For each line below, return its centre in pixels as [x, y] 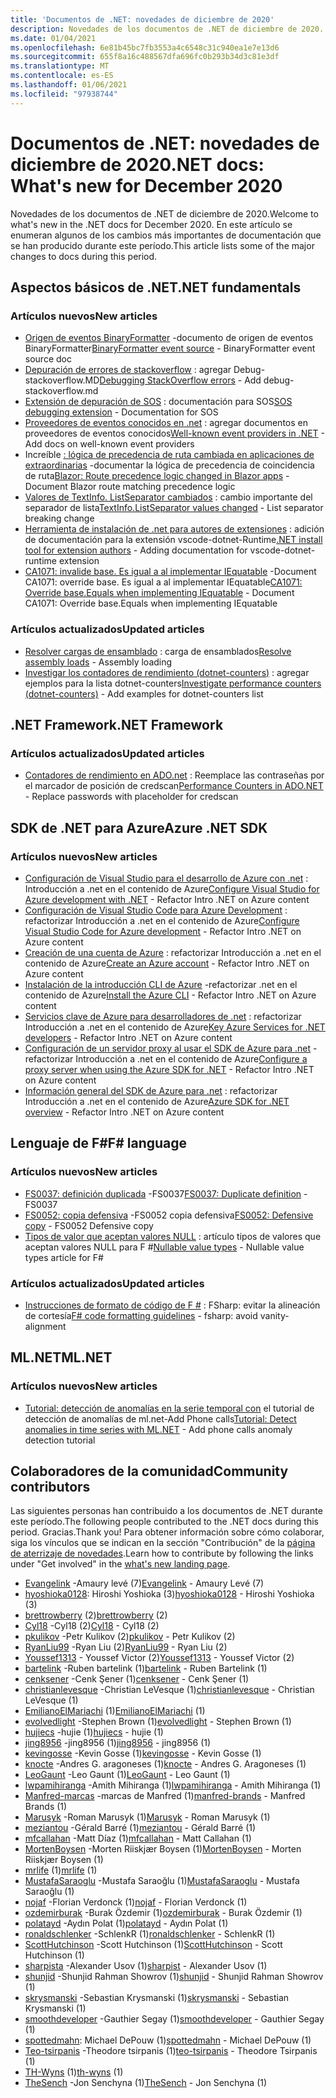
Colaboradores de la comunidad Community [149, 1471]
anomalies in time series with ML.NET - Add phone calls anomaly [158, 1429]
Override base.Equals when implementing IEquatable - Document [159, 593]
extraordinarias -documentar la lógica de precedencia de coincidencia [169, 465]
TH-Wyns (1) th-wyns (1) [74, 2072]
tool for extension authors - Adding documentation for [136, 550]
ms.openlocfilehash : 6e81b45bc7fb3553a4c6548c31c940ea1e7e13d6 [145, 47]
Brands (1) [46, 1807]
